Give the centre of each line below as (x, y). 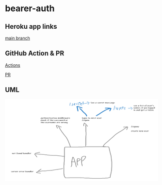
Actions (13, 65)
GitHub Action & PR (35, 53)
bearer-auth (30, 9)
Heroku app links (31, 27)
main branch (17, 38)
